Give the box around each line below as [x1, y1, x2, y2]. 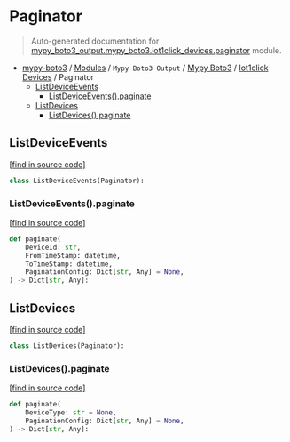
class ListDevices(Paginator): [9, 341, 125, 350]
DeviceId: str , [25, 243, 82, 252]
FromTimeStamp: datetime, [25, 251, 121, 260]
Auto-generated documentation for [30, 36, 160, 46]
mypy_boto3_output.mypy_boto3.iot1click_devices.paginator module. [30, 44, 282, 55]
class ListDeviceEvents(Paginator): [9, 176, 145, 185]
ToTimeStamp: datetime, [25, 260, 114, 269]
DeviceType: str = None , [25, 408, 117, 417]
